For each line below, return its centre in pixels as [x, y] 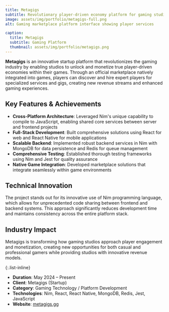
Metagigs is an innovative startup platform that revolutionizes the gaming [81, 61]
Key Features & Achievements [53, 104]
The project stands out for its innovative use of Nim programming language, [84, 198]
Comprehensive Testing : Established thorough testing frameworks [82, 154]
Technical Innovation [39, 185]
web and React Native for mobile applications [60, 138]
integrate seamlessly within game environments [62, 170]
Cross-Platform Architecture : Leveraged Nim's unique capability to [83, 116]
